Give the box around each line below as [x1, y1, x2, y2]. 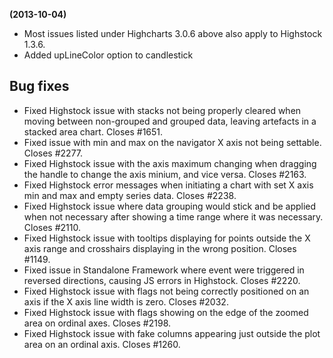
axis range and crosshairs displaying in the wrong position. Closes [23, 242, 297, 254]
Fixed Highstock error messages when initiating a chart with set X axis [23, 179, 314, 191]
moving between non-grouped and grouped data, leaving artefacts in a [23, 115, 317, 127]
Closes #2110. [23, 221, 81, 233]
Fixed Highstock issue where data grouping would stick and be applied [23, 200, 317, 212]
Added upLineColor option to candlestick [23, 49, 194, 61]
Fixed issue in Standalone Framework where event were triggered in [23, 264, 305, 276]
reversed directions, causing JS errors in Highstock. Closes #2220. [23, 274, 301, 286]
